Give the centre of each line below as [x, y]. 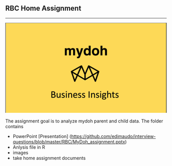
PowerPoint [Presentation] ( [42, 136]
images [20, 152]
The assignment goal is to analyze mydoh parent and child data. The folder [84, 121]
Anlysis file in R [29, 147]
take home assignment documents [49, 158]
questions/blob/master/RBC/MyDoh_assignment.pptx [69, 141]
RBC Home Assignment [43, 8]
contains [15, 126]
